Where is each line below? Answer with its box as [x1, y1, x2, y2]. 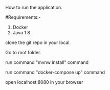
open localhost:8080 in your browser [5, 79, 83, 85]
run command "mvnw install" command [5, 59, 89, 65]
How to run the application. [5, 5, 62, 10]
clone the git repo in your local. [5, 39, 71, 46]
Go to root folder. [5, 50, 41, 55]
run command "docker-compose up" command [5, 69, 105, 75]
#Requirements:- [5, 14, 41, 20]
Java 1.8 [12, 30, 31, 35]
